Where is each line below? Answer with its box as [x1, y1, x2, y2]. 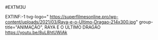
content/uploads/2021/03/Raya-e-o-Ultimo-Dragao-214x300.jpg [5, 19, 136, 25]
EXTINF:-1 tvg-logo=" [5, 14, 49, 19]
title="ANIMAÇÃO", [5, 24, 43, 30]
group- [139, 19, 154, 25]
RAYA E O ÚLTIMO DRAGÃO [44, 24, 101, 30]
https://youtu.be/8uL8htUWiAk [5, 30, 67, 35]
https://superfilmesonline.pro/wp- [50, 14, 119, 19]
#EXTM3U [5, 4, 26, 10]
